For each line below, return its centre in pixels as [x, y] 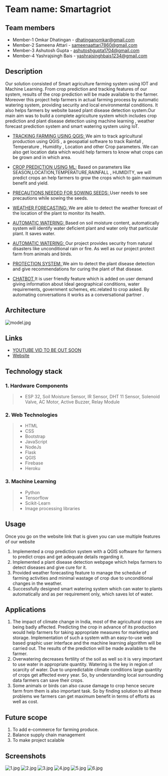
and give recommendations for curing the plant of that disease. [77, 269]
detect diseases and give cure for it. [50, 567]
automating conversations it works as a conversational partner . [78, 294]
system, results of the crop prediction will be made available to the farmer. [82, 94]
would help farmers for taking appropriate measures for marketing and [85, 633]
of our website [20, 541]
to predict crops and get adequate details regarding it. [68, 557]
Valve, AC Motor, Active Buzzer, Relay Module [72, 402]
